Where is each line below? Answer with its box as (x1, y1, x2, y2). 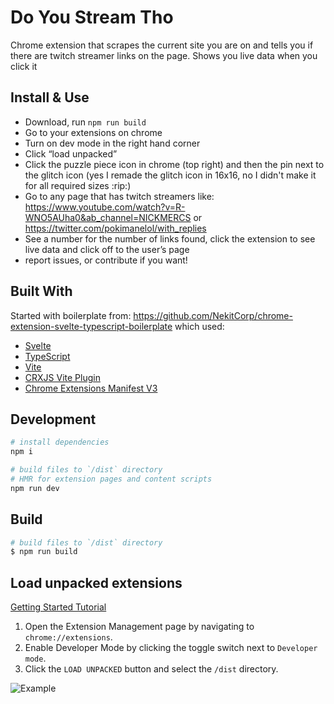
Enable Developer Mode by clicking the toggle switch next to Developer (24, 642, 318, 654)
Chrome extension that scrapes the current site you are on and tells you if (10, 39, 314, 51)
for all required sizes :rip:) (24, 179, 132, 191)
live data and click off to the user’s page (24, 243, 190, 255)
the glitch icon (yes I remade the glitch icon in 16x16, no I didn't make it (24, 169, 317, 181)
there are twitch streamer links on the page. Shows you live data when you (10, 49, 318, 61)
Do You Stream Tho (10, 6, 174, 29)
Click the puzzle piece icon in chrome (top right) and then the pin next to (24, 158, 325, 170)
